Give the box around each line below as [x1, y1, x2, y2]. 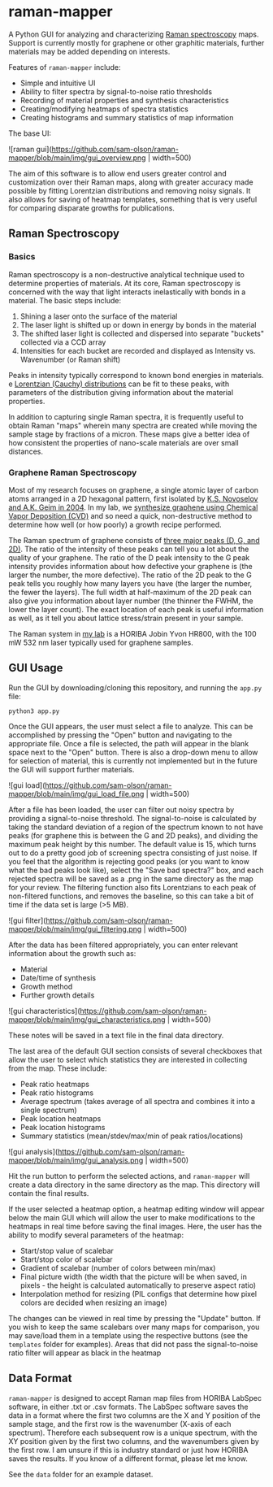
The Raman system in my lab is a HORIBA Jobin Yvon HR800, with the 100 [8, 628, 257, 638]
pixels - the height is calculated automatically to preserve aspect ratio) [19, 1280, 257, 1290]
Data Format [8, 1372, 72, 1385]
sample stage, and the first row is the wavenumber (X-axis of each [8, 1419, 232, 1428]
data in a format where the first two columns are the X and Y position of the [8, 1410, 261, 1420]
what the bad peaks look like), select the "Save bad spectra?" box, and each [8, 865, 264, 875]
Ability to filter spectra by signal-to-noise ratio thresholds [19, 86, 213, 96]
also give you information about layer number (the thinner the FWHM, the [8, 596, 253, 606]
